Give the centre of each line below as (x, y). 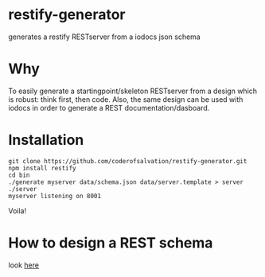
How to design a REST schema (111, 243)
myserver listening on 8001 (55, 196)
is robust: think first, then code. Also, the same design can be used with (126, 99)
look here (24, 265)
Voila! (18, 211)
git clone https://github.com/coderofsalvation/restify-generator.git (128, 161)
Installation (46, 140)
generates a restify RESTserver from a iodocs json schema (104, 37)
